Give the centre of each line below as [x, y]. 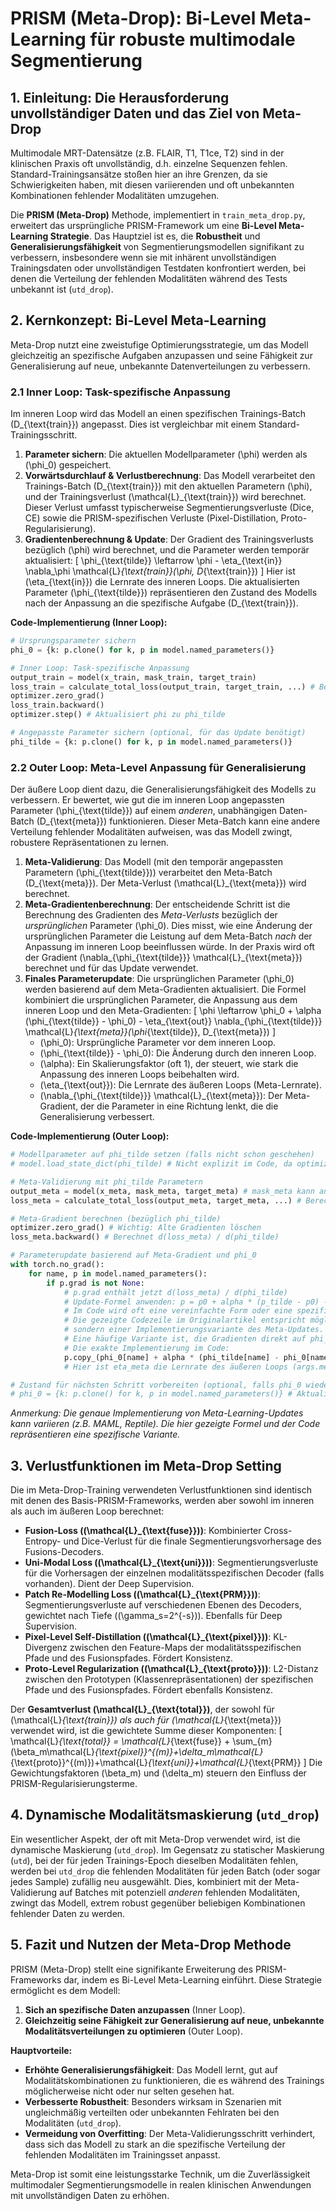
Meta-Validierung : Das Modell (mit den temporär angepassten [153, 862]
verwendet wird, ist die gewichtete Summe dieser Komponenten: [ [146, 1731]
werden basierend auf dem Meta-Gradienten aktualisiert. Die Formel [165, 989]
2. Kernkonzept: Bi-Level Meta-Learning [138, 320]
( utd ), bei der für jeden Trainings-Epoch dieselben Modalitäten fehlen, [154, 1860]
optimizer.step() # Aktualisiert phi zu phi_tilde [118, 715]
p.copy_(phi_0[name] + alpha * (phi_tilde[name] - [171, 1357]
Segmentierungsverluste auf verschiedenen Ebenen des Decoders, [163, 1605]
